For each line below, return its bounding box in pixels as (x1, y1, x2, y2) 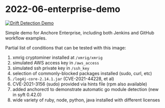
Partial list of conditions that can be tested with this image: (5, 44, 126, 50)
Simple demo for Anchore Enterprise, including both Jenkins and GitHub (5, 29, 154, 35)
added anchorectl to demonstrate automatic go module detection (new (12, 86, 159, 92)
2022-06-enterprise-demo (5, 3, 120, 15)
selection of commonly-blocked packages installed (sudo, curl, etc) (12, 70, 152, 76)
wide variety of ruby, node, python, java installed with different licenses (12, 96, 160, 103)
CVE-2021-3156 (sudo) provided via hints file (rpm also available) (12, 81, 147, 87)
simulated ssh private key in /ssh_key (12, 65, 89, 71)
